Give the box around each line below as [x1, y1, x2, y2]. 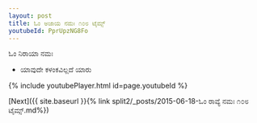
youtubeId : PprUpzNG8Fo [8, 27, 89, 35]
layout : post [8, 11, 53, 20]
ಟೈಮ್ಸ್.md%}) [8, 105, 50, 115]
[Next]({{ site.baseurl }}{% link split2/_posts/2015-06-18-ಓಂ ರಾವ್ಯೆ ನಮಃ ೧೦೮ [8, 96, 249, 106]
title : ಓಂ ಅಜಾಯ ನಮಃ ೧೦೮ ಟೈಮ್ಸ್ [8, 19, 106, 27]
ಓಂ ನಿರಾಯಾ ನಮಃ [8, 49, 54, 59]
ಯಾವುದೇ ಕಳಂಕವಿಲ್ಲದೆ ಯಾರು [19, 65, 92, 75]
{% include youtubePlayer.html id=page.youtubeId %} [8, 81, 188, 91]
